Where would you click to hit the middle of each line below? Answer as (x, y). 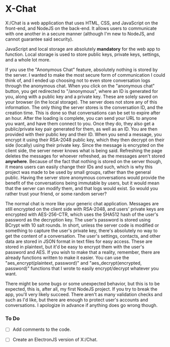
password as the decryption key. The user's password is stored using (78, 219)
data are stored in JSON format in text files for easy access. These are (79, 241)
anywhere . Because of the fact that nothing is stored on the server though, (84, 161)
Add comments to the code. (42, 329)
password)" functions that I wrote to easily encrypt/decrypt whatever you (82, 268)
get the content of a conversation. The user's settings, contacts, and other (83, 236)
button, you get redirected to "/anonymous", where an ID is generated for (82, 91)
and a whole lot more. (28, 59)
